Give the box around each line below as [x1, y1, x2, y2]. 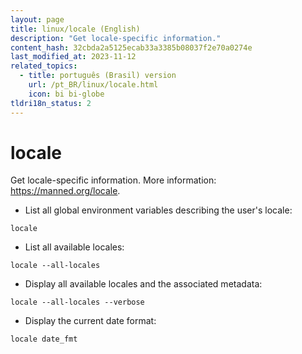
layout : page [10, 14, 65, 25]
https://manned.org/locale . [10, 185, 121, 197]
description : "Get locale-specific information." [10, 33, 222, 43]
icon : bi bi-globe [28, 89, 105, 99]
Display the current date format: [24, 315, 157, 327]
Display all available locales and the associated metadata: [24, 278, 263, 290]
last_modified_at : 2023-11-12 [10, 52, 137, 62]
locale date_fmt [10, 334, 78, 345]
